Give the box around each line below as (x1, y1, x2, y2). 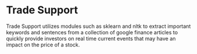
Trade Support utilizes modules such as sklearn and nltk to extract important (6, 23, 191, 30)
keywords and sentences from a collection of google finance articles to (6, 28, 178, 35)
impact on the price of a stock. (6, 41, 80, 48)
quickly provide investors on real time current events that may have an (6, 35, 176, 42)
